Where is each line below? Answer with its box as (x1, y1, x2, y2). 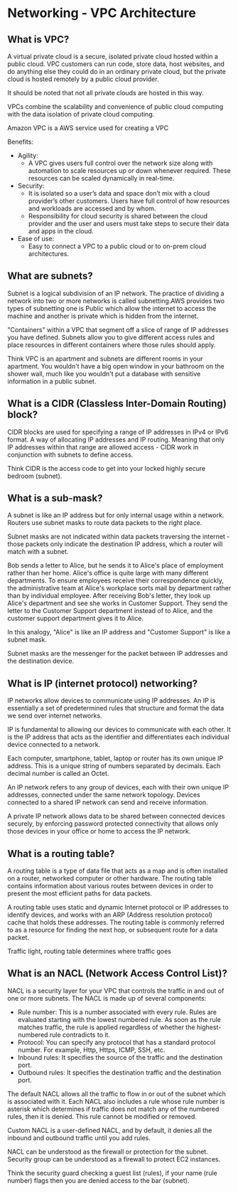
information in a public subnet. (7, 377, 97, 385)
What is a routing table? (7, 848, 115, 860)
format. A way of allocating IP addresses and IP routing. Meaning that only (7, 435, 225, 444)
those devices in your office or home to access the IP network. (7, 827, 191, 836)
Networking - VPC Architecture (7, 5, 197, 21)
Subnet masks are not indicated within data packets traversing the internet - (7, 532, 230, 541)
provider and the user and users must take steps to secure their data (28, 219, 229, 228)
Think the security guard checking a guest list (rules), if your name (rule (7, 1169, 218, 1177)
